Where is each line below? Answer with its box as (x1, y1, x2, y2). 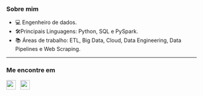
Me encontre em (6, 66, 56, 74)
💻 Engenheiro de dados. (14, 19, 77, 26)
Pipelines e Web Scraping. (14, 46, 81, 53)
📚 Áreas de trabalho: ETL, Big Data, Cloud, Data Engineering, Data (14, 37, 182, 44)
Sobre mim (6, 5, 39, 13)
